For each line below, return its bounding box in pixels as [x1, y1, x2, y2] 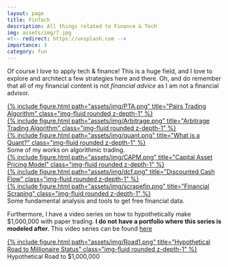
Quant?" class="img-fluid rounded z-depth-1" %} [7, 138, 146, 147]
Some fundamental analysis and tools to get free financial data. [7, 196, 185, 205]
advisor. [7, 88, 29, 97]
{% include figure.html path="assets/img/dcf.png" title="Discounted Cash [7, 167, 215, 175]
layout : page [7, 10, 44, 17]
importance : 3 [7, 42, 48, 49]
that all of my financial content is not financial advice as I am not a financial [7, 81, 219, 90]
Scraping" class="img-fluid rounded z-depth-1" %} [7, 189, 152, 197]
